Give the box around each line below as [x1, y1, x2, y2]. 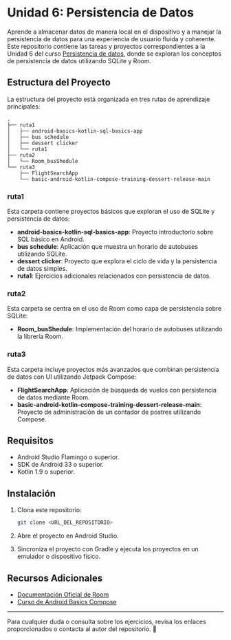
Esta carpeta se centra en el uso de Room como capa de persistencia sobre [7, 305, 222, 313]
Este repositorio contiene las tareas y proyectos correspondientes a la [7, 42, 206, 50]
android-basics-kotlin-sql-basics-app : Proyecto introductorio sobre [16, 228, 214, 236]
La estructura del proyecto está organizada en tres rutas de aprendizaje [7, 95, 210, 103]
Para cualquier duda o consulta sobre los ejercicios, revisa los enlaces [7, 617, 206, 626]
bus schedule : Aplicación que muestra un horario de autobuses [16, 243, 198, 251]
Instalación [7, 487, 56, 499]
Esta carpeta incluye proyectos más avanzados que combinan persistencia [7, 365, 219, 373]
